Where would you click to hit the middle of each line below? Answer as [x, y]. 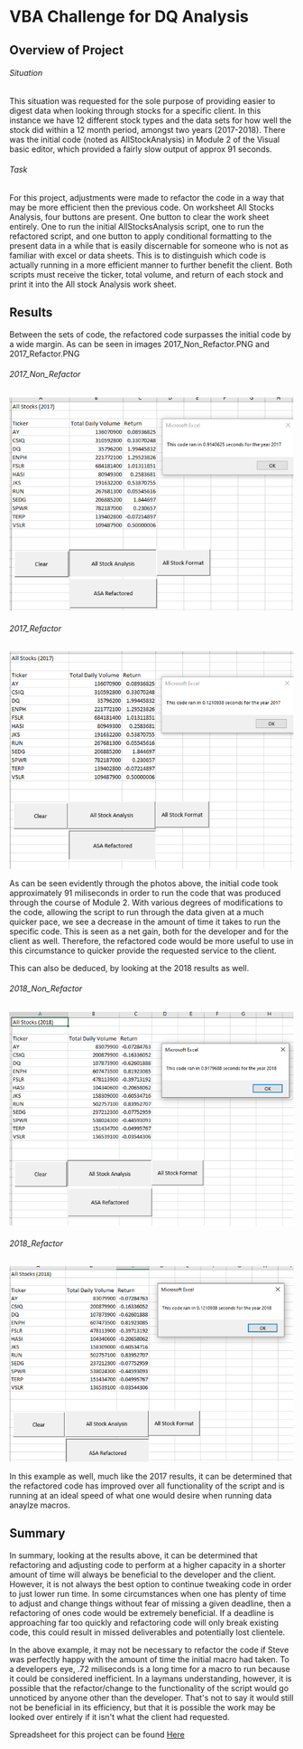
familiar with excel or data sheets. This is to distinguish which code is [138, 255]
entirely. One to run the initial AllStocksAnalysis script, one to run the [137, 226]
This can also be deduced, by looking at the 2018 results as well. [129, 968]
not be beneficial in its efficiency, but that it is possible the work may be [142, 1707]
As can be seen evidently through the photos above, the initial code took [144, 883]
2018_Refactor [36, 1243]
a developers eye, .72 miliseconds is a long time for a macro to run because [150, 1669]
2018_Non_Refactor [46, 988]
